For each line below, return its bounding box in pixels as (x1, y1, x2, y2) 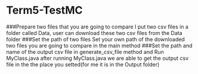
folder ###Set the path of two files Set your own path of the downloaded (6, 36, 185, 43)
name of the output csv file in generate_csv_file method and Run (6, 48, 164, 55)
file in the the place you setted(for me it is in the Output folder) (6, 60, 160, 68)
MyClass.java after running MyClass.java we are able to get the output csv (6, 54, 189, 62)
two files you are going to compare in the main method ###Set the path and (6, 42, 193, 49)
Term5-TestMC (6, 4, 83, 17)
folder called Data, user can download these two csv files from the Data (6, 29, 183, 36)
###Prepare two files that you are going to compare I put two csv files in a (6, 23, 189, 30)
